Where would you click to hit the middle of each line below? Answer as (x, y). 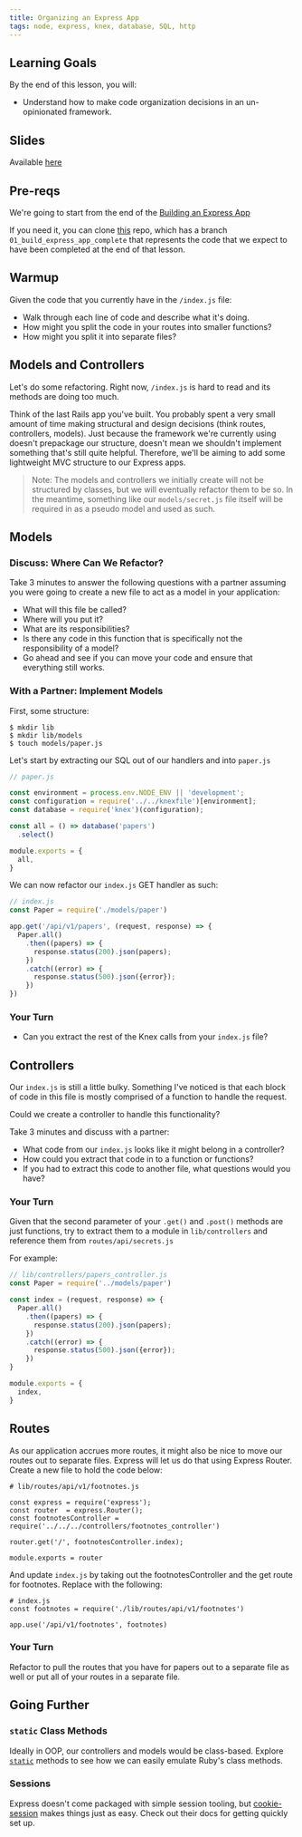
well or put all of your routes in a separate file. (95, 1677)
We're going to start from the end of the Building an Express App (130, 212)
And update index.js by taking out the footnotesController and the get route (151, 1574)
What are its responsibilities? (76, 629)
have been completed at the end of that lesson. (97, 249)
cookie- (267, 1803)
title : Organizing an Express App (75, 18)
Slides (27, 140)
